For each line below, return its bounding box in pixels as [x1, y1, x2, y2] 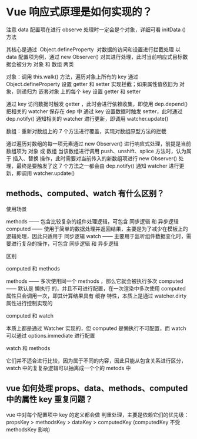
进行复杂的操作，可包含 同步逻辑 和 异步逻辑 [11, 240, 119, 247]
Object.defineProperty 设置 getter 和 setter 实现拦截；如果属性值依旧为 [6, 80, 178, 87]
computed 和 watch [6, 312, 54, 319]
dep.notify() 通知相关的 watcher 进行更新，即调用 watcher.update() [6, 115, 169, 122]
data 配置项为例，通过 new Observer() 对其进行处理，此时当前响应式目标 [6, 53, 183, 60]
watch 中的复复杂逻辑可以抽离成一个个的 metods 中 [6, 364, 131, 371]
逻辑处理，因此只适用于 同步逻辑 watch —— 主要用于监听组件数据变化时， [6, 232, 186, 239]
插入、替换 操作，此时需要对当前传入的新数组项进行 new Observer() [12, 154, 178, 162]
